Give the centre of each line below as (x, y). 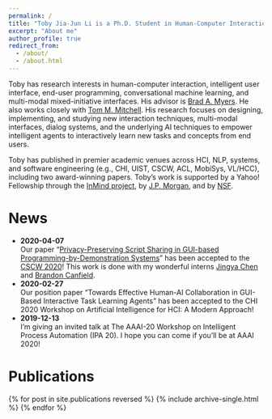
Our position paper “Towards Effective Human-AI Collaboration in (129, 292)
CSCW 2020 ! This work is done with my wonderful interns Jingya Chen (139, 266)
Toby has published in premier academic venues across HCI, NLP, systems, (134, 159)
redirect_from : (34, 46)
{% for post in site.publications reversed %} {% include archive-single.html (134, 399)
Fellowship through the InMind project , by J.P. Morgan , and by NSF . (121, 185)
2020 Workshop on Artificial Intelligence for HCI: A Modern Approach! (137, 309)
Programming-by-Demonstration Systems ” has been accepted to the (135, 258)
